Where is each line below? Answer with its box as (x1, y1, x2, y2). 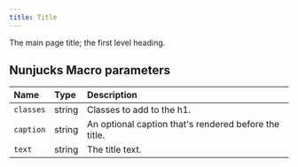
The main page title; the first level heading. (9, 37, 166, 48)
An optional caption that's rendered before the (87, 118, 280, 131)
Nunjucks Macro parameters (9, 63, 171, 78)
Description (87, 89, 137, 102)
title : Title (9, 12, 58, 22)
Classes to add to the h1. (87, 103, 192, 116)
